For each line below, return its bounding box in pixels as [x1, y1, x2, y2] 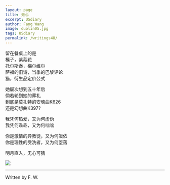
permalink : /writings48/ [5, 36, 58, 41]
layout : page [5, 7, 33, 13]
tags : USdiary [5, 31, 35, 36]
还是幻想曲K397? [5, 105, 41, 111]
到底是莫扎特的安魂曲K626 [5, 99, 61, 105]
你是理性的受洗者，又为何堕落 [5, 139, 67, 145]
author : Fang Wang [5, 21, 44, 27]
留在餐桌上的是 [5, 50, 36, 56]
